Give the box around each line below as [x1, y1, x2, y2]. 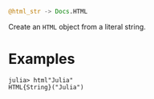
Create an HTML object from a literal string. [8, 22, 146, 31]
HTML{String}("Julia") [8, 83, 84, 91]
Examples [8, 50, 75, 68]
